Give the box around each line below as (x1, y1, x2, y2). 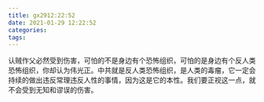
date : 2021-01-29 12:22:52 (8, 19, 97, 27)
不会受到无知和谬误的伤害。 (8, 86, 98, 95)
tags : (8, 33, 26, 42)
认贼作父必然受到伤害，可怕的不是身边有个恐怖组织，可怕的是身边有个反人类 (8, 56, 256, 65)
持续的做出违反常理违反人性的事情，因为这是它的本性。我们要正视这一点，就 (8, 75, 256, 85)
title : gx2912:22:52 (8, 11, 76, 20)
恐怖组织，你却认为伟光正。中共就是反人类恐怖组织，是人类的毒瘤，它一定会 (8, 66, 256, 75)
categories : (8, 26, 47, 34)
